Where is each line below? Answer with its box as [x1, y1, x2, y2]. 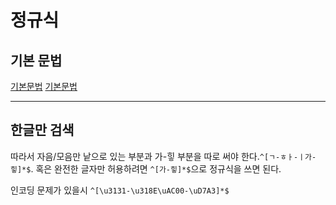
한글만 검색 [10, 122, 75, 139]
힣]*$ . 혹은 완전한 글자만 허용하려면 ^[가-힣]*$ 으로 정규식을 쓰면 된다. [10, 162, 282, 175]
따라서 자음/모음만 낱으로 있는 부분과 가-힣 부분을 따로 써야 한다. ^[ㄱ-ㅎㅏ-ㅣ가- [10, 150, 317, 162]
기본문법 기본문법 [10, 81, 78, 92]
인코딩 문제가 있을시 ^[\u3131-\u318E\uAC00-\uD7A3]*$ [10, 184, 230, 196]
